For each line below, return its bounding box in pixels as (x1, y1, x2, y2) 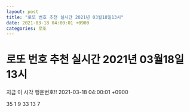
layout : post (6, 8, 39, 15)
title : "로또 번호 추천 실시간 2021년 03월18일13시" (6, 14, 124, 20)
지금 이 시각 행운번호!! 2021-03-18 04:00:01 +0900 (6, 89, 128, 96)
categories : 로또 (6, 25, 47, 32)
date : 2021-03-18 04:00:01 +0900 (6, 20, 90, 26)
